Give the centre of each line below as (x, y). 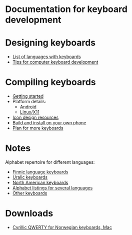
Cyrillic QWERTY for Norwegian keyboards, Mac (62, 227)
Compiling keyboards (50, 82)
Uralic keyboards (30, 177)
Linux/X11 (30, 112)
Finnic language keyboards (40, 172)
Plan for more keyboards (38, 128)
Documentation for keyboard (66, 9)
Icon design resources (35, 117)
